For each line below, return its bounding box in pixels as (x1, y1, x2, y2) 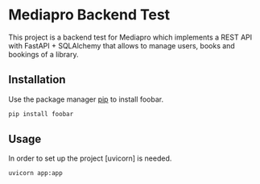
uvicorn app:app (8, 169, 63, 178)
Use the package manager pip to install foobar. (8, 94, 163, 104)
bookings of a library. (8, 49, 79, 59)
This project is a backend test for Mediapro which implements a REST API (8, 32, 253, 42)
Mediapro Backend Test (8, 6, 171, 24)
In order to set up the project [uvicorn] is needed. (8, 153, 172, 163)
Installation (8, 73, 66, 86)
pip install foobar (8, 110, 74, 118)
